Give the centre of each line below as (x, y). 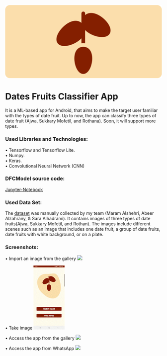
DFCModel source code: (35, 178)
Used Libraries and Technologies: (46, 139)
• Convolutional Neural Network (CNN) (45, 166)
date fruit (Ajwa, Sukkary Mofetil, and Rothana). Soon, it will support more (81, 121)
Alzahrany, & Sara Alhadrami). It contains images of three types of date (78, 219)
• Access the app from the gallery (40, 338)
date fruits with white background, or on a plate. (54, 234)
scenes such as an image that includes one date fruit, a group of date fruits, (83, 229)
